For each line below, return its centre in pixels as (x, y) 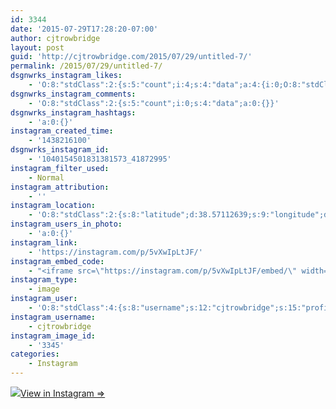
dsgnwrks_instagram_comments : (73, 94)
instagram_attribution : (60, 187)
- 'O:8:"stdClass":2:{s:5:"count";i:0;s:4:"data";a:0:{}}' (154, 103)
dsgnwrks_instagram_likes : (66, 76)
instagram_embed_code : (57, 261)
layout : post (37, 47)
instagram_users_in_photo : (66, 224)
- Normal (46, 177)
